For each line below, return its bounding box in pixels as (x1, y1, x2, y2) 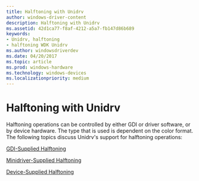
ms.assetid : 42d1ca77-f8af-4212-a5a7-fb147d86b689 (6, 25, 135, 32)
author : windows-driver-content (6, 14, 86, 20)
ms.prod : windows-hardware (6, 64, 73, 70)
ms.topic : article (6, 59, 52, 65)
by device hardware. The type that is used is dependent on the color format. (6, 127, 194, 134)
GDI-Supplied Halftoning (6, 145, 67, 152)
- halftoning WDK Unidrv (6, 42, 68, 48)
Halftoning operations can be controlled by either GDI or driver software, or (6, 121, 191, 128)
